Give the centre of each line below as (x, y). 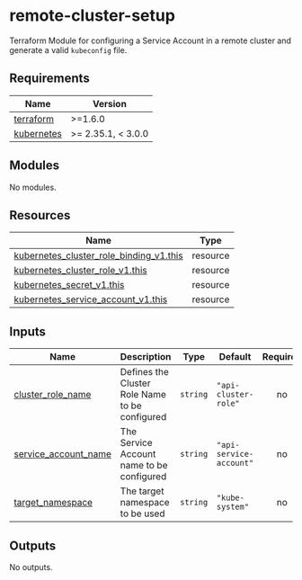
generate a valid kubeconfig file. (68, 49)
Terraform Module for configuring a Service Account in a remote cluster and (151, 40)
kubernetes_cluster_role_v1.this (81, 271)
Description (146, 357)
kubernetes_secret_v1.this (69, 285)
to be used (142, 513)
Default (235, 357)
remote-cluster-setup (92, 16)
